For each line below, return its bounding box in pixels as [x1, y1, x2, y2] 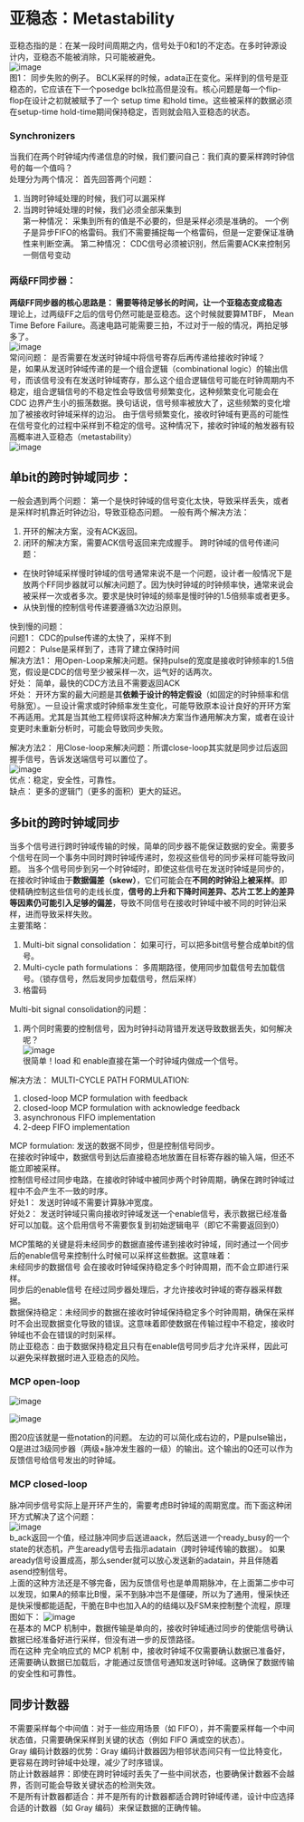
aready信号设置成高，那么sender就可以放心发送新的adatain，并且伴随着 [9, 1555, 279, 1566]
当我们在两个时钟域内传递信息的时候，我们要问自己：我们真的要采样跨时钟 [9, 151, 287, 162]
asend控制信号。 [9, 1566, 72, 1576]
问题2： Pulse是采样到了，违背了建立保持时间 [9, 644, 180, 655]
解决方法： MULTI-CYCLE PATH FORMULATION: [9, 1075, 190, 1085]
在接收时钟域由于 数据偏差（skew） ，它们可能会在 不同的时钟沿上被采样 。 [9, 875, 280, 886]
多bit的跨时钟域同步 [9, 815, 120, 830]
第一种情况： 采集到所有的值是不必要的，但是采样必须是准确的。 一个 [22, 216, 281, 227]
